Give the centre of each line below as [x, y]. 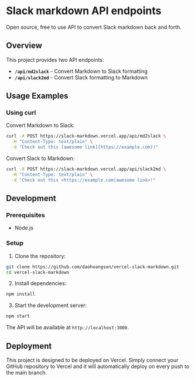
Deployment [29, 346]
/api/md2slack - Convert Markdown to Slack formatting [81, 71]
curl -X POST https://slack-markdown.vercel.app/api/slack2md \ [86, 169]
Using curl [21, 113]
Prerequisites [25, 215]
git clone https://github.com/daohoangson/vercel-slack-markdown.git [93, 267]
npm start [18, 316]
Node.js [24, 228]
